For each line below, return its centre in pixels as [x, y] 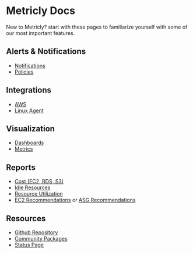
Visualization [31, 129]
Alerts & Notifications [46, 52]
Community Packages [41, 239]
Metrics [24, 149]
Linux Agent [29, 110]
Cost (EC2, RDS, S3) [39, 182]
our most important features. [41, 33]
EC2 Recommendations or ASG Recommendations [75, 200]
